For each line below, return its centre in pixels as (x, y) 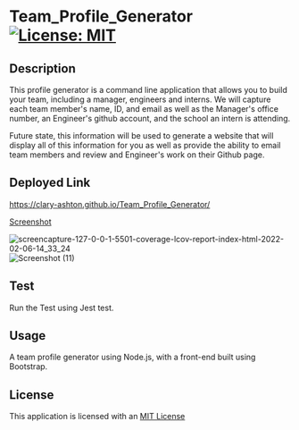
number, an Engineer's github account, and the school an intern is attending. (150, 118)
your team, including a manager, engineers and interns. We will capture (140, 99)
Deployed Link (50, 183)
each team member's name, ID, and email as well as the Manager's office (144, 109)
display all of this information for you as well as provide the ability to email (145, 145)
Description (42, 68)
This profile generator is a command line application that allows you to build (149, 90)
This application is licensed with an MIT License (97, 417)
